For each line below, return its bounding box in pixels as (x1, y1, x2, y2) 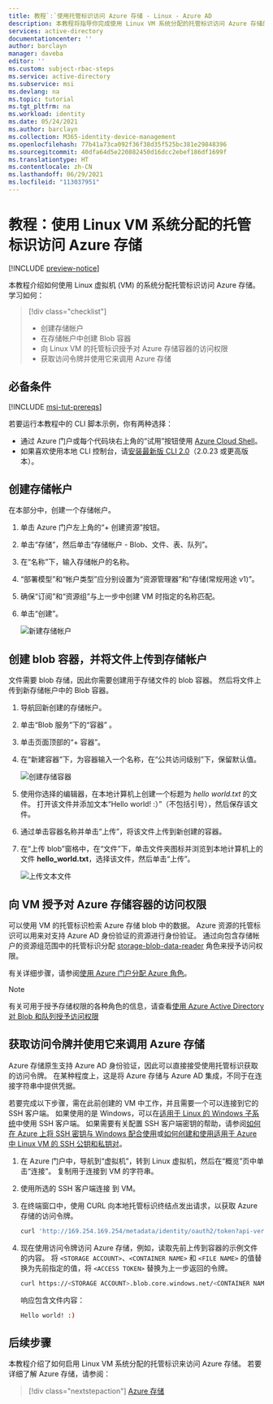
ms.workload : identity (8, 110, 85, 119)
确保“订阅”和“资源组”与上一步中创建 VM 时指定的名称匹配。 (19, 591, 219, 601)
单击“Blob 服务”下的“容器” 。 (19, 720, 116, 730)
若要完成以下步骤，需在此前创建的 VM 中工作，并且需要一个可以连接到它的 (8, 1098, 259, 1107)
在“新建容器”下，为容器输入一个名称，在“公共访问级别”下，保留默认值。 (19, 755, 262, 765)
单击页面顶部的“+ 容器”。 (19, 737, 106, 747)
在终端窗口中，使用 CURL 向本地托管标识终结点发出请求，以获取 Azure (19, 1200, 258, 1211)
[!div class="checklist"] (28, 306, 107, 316)
